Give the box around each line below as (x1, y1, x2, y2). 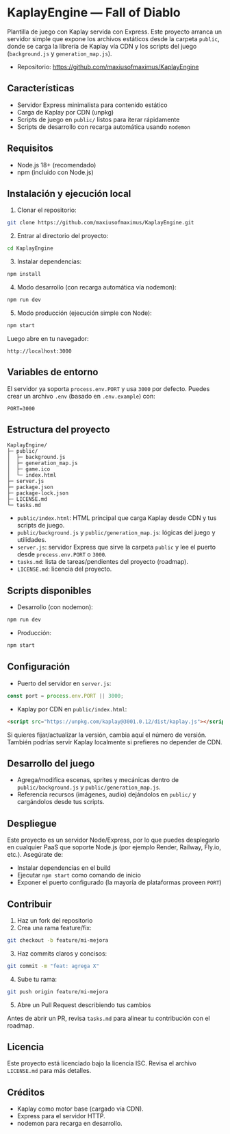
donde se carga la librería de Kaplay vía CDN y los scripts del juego (7, 42, 197, 50)
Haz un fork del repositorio (16, 916, 93, 924)
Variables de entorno (7, 366, 99, 378)
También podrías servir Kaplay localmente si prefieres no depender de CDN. (7, 737, 222, 746)
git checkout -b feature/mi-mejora (7, 936, 109, 944)
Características (7, 82, 75, 94)
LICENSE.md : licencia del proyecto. (16, 565, 112, 574)
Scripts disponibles (7, 584, 92, 596)
